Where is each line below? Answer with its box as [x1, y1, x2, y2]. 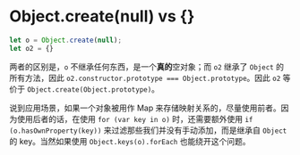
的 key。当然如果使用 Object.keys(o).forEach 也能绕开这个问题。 [9, 135, 251, 146]
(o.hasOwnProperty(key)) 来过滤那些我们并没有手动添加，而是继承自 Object [9, 125, 287, 135]
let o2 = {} [9, 44, 54, 53]
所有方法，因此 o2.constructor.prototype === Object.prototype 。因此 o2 [9, 72, 281, 83]
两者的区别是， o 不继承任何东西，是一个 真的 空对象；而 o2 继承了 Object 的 [9, 61, 285, 72]
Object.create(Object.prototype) [26, 85, 152, 94]
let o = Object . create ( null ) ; [9, 36, 123, 45]
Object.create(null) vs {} [9, 6, 195, 27]
